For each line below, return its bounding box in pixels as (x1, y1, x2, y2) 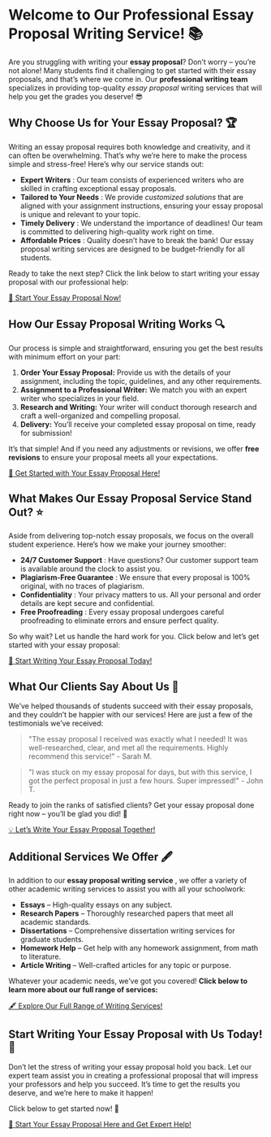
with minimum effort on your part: (8, 351, 121, 361)
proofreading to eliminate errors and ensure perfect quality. (19, 616, 219, 625)
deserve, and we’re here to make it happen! (8, 1087, 154, 1097)
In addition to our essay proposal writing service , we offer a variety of (8, 876, 247, 885)
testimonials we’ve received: (8, 718, 104, 729)
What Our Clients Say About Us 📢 (8, 679, 179, 693)
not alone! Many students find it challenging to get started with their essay (8, 65, 257, 75)
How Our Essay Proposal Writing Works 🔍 (8, 317, 226, 331)
